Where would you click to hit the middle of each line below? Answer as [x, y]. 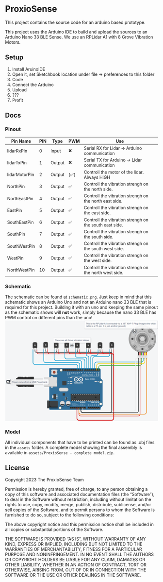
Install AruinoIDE [28, 69]
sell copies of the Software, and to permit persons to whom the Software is [80, 510]
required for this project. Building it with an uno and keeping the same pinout [81, 308]
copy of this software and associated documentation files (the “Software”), [80, 494]
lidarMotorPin [21, 175]
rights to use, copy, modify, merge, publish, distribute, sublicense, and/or [78, 504]
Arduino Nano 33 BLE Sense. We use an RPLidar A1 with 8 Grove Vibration [79, 37]
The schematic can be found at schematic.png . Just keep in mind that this [78, 297]
